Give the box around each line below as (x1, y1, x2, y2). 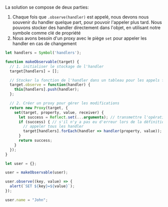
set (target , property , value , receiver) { (14, 110, 104, 115)
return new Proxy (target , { (9, 105, 68, 110)
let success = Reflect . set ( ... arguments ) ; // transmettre (18, 115, 142, 120)
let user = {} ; (5, 161, 37, 166)
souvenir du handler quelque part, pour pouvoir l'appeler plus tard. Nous (12, 20, 162, 25)
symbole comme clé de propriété (12, 30, 81, 36)
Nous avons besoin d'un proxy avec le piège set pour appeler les (12, 35, 147, 41)
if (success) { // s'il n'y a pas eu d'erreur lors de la (18, 119, 142, 124)
